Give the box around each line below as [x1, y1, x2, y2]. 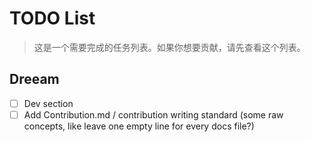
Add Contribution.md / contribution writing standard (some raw [23, 108, 284, 121]
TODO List [9, 7, 96, 30]
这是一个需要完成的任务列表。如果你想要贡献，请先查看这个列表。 [33, 41, 306, 53]
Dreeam [9, 71, 60, 88]
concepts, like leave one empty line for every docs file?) [23, 120, 255, 132]
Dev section [23, 97, 74, 109]
